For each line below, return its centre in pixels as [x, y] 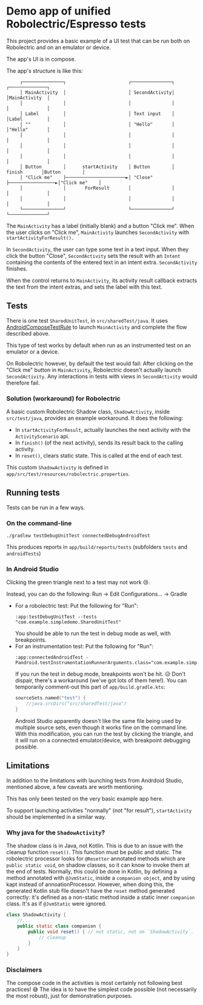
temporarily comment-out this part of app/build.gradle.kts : [90, 687]
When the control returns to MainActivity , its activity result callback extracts [102, 280]
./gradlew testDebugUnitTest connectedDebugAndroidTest [78, 536]
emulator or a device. [33, 351]
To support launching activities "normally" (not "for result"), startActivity [99, 810]
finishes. [17, 269]
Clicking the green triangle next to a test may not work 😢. [78, 582]
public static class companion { [59, 926]
